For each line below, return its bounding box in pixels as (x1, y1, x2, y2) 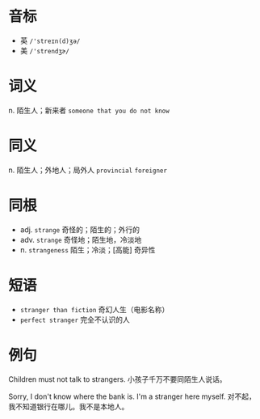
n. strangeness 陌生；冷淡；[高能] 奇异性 (19, 244, 156, 255)
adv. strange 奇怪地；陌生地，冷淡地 (19, 235, 142, 244)
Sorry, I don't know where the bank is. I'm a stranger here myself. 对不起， (8, 391, 257, 401)
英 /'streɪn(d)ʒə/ (19, 36, 81, 45)
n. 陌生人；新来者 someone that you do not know (8, 105, 170, 115)
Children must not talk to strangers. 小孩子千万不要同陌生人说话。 (8, 374, 227, 384)
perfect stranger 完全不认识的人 (19, 315, 131, 324)
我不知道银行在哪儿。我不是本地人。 (8, 401, 129, 411)
